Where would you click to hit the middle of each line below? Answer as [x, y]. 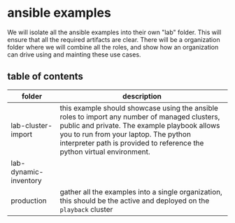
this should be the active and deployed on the [135, 201]
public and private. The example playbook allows [140, 125]
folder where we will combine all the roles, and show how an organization [113, 47]
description [142, 96]
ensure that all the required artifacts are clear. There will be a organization [114, 39]
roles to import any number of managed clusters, [140, 117]
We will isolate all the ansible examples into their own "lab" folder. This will [114, 32]
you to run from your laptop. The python [125, 134]
